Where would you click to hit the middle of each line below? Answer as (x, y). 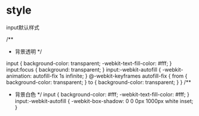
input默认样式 (23, 27)
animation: (19, 76)
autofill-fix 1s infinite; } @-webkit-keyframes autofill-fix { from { (110, 76)
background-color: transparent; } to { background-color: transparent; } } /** (99, 82)
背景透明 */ (28, 51)
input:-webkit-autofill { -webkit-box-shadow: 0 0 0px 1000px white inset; (104, 101)
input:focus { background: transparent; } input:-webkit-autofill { (84, 69)
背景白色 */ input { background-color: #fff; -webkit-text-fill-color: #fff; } (102, 94)
